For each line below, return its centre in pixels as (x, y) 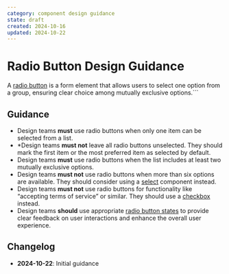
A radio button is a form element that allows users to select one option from (114, 86)
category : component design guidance (61, 13)
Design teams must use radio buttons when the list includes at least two (119, 160)
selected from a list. (45, 138)
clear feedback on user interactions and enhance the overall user (109, 218)
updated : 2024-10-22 (37, 33)
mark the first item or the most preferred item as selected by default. (114, 152)
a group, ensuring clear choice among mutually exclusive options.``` (103, 92)
